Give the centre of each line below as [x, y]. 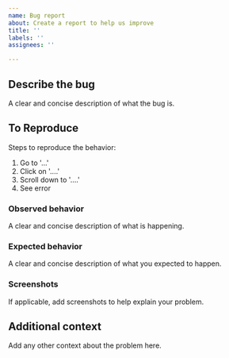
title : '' [25, 30]
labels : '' [26, 38]
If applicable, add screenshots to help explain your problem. [106, 302]
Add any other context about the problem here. [85, 345]
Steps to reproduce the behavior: [62, 147]
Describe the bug [52, 84]
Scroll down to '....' [50, 179]
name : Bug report [37, 15]
